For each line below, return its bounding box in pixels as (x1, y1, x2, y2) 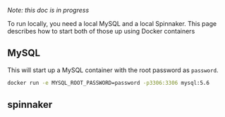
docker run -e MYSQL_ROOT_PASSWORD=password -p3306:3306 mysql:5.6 (7, 79, 210, 86)
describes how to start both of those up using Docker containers (7, 27, 195, 35)
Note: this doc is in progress (7, 6, 90, 14)
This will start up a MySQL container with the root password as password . (7, 66, 219, 74)
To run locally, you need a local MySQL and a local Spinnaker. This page (7, 20, 217, 27)
